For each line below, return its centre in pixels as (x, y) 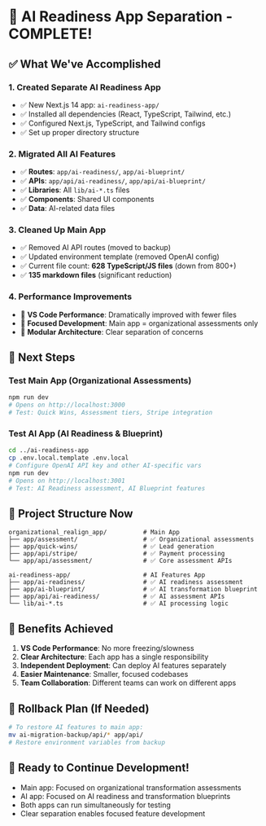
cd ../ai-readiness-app (49, 450)
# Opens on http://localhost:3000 (67, 405)
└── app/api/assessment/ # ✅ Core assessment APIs (120, 561)
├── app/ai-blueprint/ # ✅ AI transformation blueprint (133, 590)
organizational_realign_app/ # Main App (94, 533)
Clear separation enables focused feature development (113, 813)
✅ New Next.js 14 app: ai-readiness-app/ (90, 104)
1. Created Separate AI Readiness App (85, 87)
